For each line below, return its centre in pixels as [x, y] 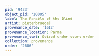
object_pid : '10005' [26, 14]
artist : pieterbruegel [28, 23]
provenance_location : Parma [33, 32]
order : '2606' [19, 46]
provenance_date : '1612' [30, 28]
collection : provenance [29, 41]
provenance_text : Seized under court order [50, 37]
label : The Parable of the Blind [39, 19]
